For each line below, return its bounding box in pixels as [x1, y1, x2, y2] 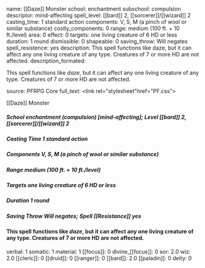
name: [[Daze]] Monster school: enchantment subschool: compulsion [6, 6, 181, 12]
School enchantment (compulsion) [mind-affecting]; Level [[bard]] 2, [6, 113, 187, 121]
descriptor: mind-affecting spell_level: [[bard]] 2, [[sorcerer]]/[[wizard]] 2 [6, 12, 191, 19]
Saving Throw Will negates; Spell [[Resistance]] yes [6, 212, 142, 220]
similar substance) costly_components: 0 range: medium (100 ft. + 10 [6, 24, 180, 32]
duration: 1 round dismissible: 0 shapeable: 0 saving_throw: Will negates [6, 38, 188, 45]
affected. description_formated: [6, 58, 86, 64]
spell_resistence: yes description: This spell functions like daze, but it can [6, 44, 192, 51]
